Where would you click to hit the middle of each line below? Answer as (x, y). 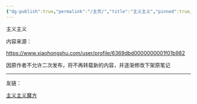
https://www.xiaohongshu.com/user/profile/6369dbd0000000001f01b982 (96, 53)
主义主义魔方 (21, 95)
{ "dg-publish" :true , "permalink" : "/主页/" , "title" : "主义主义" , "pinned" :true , (99, 11)
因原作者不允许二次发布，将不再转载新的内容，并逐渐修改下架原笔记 (88, 65)
